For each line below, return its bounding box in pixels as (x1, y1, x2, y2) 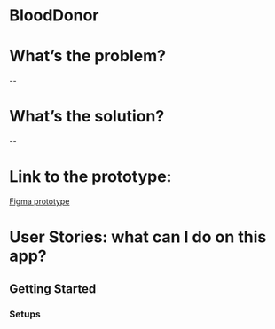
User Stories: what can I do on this (9, 227, 267, 247)
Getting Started (9, 281, 97, 296)
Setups (9, 308, 42, 320)
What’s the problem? (9, 46, 167, 67)
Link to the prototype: (9, 167, 172, 187)
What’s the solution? (9, 106, 165, 127)
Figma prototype (9, 196, 70, 207)
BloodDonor (9, 5, 99, 26)
